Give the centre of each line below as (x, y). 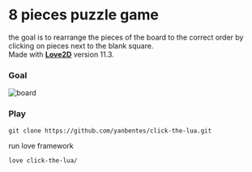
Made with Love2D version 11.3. (62, 54)
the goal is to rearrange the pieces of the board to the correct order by (126, 37)
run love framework (41, 145)
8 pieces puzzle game (84, 15)
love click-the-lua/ (43, 160)
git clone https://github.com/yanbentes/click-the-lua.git (110, 131)
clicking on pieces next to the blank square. (81, 45)
